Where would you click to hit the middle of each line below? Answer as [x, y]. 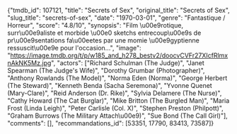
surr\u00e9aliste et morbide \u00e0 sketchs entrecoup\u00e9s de [104, 33]
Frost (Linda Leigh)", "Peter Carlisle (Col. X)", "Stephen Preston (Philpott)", [116, 108]
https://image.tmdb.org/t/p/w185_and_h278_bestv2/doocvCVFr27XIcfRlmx [119, 55]
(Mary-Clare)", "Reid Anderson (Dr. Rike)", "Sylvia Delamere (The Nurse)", [115, 93]
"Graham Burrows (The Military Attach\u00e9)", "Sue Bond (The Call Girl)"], [117, 116]
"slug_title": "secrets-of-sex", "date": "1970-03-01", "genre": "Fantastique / [116, 18]
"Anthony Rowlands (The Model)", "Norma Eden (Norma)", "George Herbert [117, 78]
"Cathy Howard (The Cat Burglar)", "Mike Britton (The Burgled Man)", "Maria [118, 101]
